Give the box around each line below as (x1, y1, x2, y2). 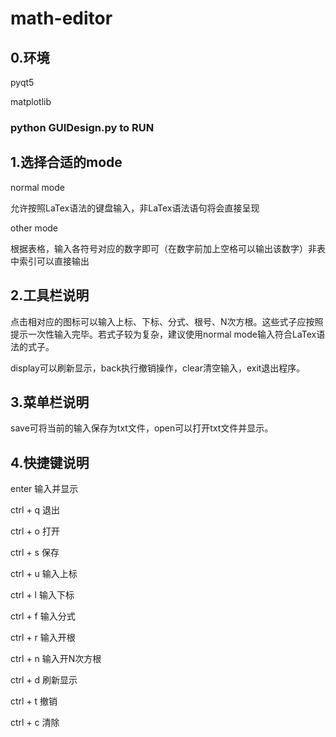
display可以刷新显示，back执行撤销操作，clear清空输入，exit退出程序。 (10, 362, 306, 374)
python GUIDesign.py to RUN (10, 120, 155, 134)
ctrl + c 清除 (10, 717, 60, 729)
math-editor (10, 7, 113, 30)
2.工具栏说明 (10, 287, 90, 304)
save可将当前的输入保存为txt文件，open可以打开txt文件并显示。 (10, 422, 274, 434)
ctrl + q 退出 (10, 504, 61, 516)
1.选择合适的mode (10, 154, 123, 171)
